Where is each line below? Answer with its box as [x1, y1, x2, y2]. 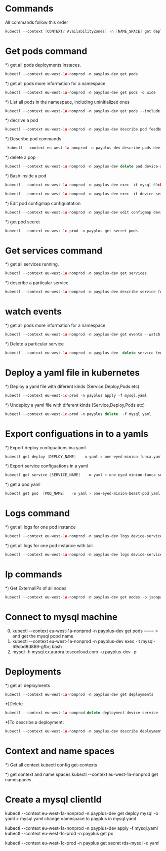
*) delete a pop [5, 154, 36, 161]
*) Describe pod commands [5, 136, 62, 142]
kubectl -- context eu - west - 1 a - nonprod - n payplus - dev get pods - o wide [5, 90, 156, 95]
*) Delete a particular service [5, 341, 64, 346]
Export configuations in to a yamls [5, 428, 149, 439]
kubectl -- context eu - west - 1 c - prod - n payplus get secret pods [5, 228, 138, 233]
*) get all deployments [5, 682, 50, 688]
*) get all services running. [5, 261, 59, 267]
